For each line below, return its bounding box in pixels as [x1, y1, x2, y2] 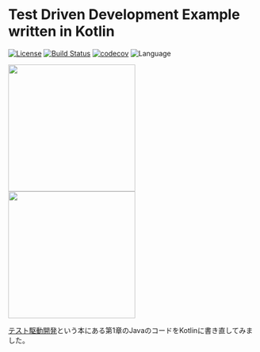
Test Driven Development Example [8, 6, 240, 24]
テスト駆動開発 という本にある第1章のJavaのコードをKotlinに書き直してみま [8, 325, 254, 335]
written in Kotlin [8, 22, 115, 40]
